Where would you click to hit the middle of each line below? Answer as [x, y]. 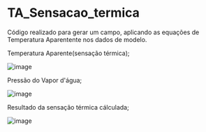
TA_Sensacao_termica [73, 13]
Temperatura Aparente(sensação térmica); [69, 53]
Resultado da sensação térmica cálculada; [68, 107]
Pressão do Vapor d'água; [45, 80]
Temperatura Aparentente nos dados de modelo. [77, 39]
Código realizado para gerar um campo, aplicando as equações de [103, 32]
